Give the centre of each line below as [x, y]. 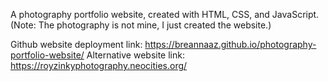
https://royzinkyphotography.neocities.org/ [99, 65]
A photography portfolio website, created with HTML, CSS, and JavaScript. [165, 14]
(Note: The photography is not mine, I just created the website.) [141, 25]
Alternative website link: [135, 55]
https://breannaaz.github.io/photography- [230, 44]
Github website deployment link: [76, 44]
